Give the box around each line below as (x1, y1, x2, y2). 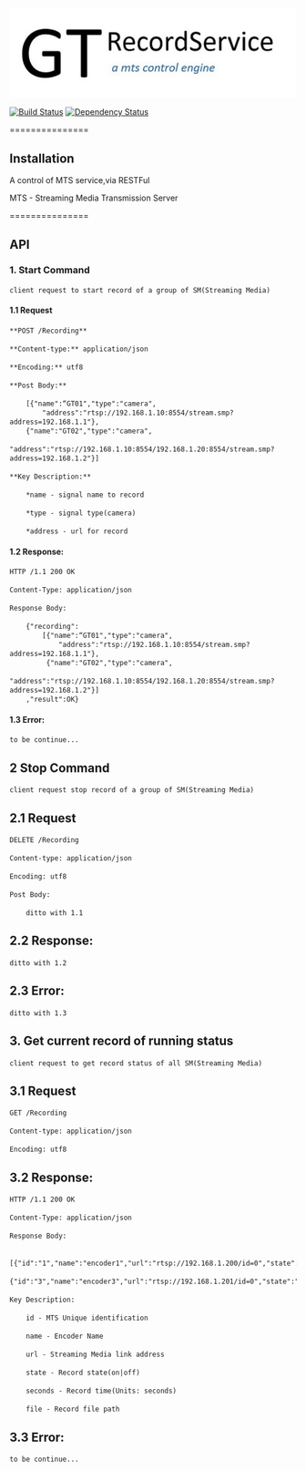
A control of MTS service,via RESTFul (9, 175, 150, 186)
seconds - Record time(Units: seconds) (25, 1386, 178, 1396)
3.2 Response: (9, 1169, 94, 1185)
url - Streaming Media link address (25, 1350, 166, 1360)
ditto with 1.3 (9, 1008, 67, 1018)
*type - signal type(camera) (25, 509, 137, 518)
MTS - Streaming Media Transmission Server (9, 192, 178, 203)
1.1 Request (9, 304, 53, 316)
